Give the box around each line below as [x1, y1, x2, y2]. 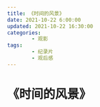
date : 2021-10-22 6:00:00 [7, 16, 81, 23]
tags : [7, 42, 23, 49]
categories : [7, 29, 41, 36]
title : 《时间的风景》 [7, 10, 65, 17]
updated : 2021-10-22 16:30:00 [7, 23, 94, 29]
